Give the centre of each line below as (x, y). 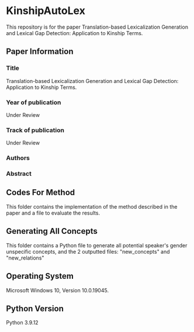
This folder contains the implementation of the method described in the (92, 206)
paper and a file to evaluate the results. (53, 213)
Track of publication (35, 130)
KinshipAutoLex (46, 11)
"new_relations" (25, 258)
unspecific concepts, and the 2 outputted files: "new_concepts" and (88, 251)
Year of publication (34, 102)
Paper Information (40, 52)
